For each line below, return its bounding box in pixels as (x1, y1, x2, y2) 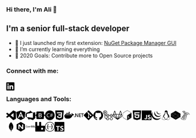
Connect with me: (6, 66, 59, 75)
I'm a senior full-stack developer (6, 24, 130, 34)
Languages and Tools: (6, 95, 71, 103)
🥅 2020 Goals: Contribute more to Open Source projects (14, 52, 153, 59)
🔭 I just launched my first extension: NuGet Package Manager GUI (14, 39, 177, 46)
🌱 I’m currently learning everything (14, 46, 100, 53)
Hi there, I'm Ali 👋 (6, 5, 57, 14)
